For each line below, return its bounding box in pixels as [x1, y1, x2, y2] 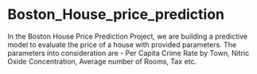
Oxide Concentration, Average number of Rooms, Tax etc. [7, 57, 197, 66]
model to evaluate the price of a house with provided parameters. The [7, 39, 237, 49]
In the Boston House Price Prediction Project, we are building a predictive [7, 31, 248, 41]
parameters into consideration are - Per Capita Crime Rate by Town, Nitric [7, 48, 250, 57]
